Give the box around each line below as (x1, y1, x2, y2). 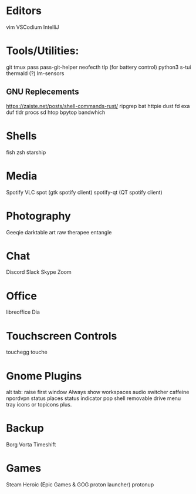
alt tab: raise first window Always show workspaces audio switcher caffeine (6, 389, 190, 396)
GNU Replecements (6, 87, 79, 97)
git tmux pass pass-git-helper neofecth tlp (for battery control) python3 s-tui (6, 63, 192, 70)
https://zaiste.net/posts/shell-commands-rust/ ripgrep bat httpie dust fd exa (6, 102, 190, 109)
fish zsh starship (6, 149, 46, 156)
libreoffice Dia (6, 308, 40, 315)
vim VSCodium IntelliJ (6, 23, 59, 31)
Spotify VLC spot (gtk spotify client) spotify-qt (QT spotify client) (6, 189, 163, 196)
